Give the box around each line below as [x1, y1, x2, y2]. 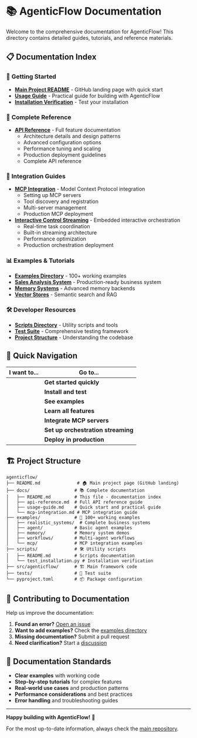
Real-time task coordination [23, 223, 90, 230]
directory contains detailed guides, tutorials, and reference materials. [6, 34, 173, 41]
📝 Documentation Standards [6, 656, 111, 666]
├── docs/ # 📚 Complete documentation [6, 488, 145, 493]
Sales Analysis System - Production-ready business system [14, 278, 161, 285]
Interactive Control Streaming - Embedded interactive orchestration [14, 216, 181, 224]
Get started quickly [44, 378, 100, 386]
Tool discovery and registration [23, 198, 98, 205]
